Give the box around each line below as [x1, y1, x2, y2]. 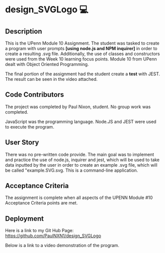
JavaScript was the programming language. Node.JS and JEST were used [5, 119, 157, 125]
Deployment [5, 214, 44, 223]
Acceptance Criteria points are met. [5, 200, 78, 206]
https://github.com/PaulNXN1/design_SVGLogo [5, 233, 102, 239]
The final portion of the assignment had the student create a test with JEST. [5, 71, 160, 77]
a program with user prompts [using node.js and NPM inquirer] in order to [5, 46, 158, 51]
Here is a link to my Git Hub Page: [5, 228, 74, 234]
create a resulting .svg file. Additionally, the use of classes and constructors [5, 51, 160, 57]
